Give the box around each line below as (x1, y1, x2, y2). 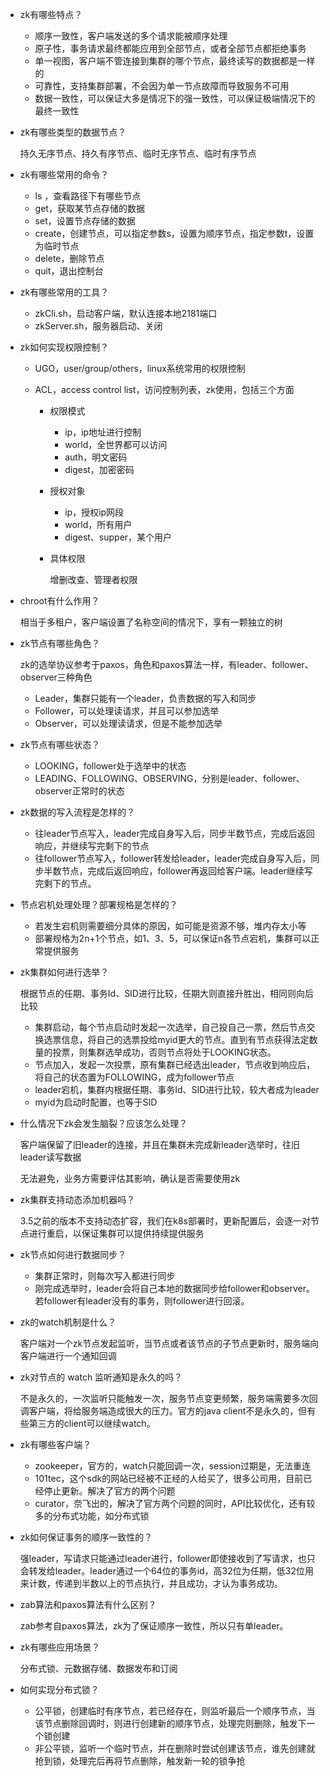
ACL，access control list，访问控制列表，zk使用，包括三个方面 (34, 384, 295, 395)
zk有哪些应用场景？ (19, 1641, 101, 1653)
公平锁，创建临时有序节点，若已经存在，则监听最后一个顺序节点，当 (34, 1705, 316, 1717)
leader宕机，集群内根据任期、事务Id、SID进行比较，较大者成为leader (34, 1084, 320, 1095)
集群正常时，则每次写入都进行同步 (34, 1270, 176, 1282)
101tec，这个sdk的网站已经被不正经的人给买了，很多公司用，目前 (34, 1473, 304, 1484)
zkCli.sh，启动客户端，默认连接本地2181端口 (34, 308, 218, 319)
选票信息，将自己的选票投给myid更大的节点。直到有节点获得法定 (43, 1034, 310, 1045)
